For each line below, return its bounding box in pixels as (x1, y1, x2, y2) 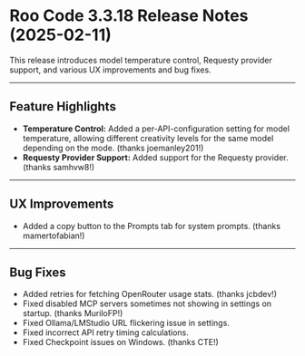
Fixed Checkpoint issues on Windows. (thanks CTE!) (22, 337, 220, 348)
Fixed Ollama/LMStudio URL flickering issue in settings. (22, 318, 230, 329)
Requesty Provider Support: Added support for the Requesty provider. (22, 151, 289, 163)
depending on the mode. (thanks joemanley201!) (22, 142, 204, 153)
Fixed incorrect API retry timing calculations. (22, 327, 189, 338)
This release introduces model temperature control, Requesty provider (9, 54, 272, 65)
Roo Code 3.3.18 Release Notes (9, 5, 249, 26)
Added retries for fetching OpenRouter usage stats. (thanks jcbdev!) (22, 289, 278, 300)
